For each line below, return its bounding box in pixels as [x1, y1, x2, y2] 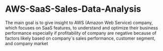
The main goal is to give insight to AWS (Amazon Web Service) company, [5, 20, 153, 25]
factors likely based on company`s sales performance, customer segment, [5, 35, 156, 41]
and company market [5, 40, 48, 46]
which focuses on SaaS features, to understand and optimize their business [5, 25, 158, 30]
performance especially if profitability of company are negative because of [5, 30, 157, 36]
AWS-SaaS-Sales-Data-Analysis [5, 3, 141, 15]
